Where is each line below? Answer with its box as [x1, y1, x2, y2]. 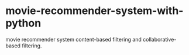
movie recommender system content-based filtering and [5, 36, 142, 43]
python [5, 16, 42, 30]
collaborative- [142, 36, 177, 43]
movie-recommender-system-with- [5, 4, 184, 18]
